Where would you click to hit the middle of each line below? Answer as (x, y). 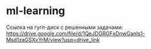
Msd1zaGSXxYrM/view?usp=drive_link (53, 40)
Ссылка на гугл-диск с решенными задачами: (65, 27)
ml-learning (36, 11)
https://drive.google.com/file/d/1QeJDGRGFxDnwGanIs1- (75, 33)
